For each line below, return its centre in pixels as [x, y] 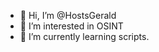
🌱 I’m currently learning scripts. [84, 36]
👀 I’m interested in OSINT [71, 26]
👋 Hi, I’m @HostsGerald [68, 15]
